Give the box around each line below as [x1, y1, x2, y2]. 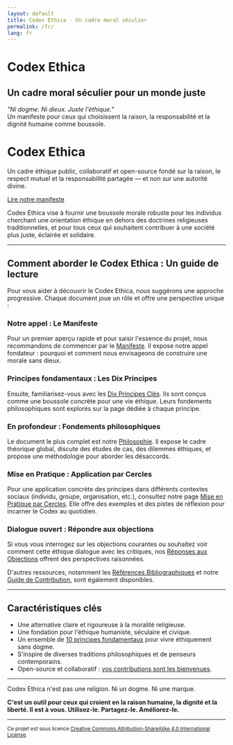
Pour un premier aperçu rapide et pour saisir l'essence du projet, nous [7, 334, 208, 343]
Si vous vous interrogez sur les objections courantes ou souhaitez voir [7, 540, 208, 548]
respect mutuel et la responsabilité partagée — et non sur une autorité [7, 175, 208, 183]
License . [7, 732, 28, 739]
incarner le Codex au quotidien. [7, 507, 97, 516]
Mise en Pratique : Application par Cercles [7, 469, 153, 479]
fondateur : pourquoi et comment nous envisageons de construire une [7, 349, 208, 358]
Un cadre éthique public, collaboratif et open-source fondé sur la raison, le [7, 167, 221, 175]
